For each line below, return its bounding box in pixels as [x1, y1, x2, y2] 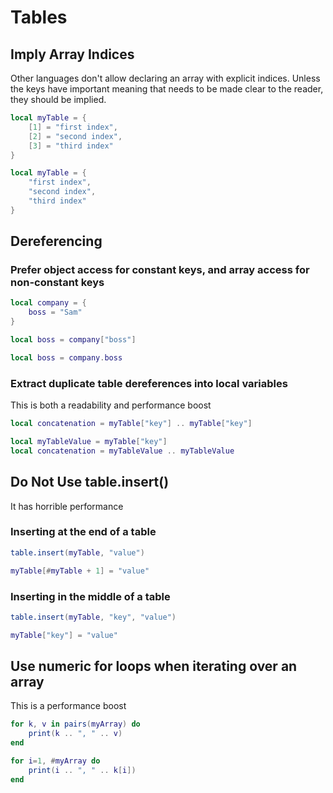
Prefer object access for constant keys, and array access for [10, 263, 310, 277]
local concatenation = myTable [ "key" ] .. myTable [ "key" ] [10, 419, 253, 429]
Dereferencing [10, 233, 103, 250]
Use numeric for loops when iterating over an [10, 658, 298, 675]
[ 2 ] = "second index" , [28, 131, 123, 141]
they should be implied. [10, 94, 107, 105]
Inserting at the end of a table [10, 525, 157, 539]
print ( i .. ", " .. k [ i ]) [28, 765, 137, 775]
